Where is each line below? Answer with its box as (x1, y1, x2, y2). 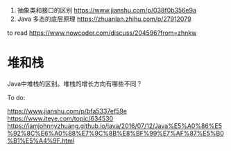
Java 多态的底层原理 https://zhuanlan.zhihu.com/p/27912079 (17, 15, 192, 23)
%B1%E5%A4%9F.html (7, 136, 75, 145)
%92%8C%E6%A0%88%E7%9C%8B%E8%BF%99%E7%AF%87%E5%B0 (7, 129, 224, 137)
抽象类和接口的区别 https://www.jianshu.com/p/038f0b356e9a (17, 6, 196, 14)
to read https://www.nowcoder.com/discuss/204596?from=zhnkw (7, 29, 197, 37)
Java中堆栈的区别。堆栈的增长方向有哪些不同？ (7, 79, 143, 88)
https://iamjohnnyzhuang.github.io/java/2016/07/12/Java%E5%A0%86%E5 (7, 121, 222, 130)
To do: (7, 93, 26, 102)
